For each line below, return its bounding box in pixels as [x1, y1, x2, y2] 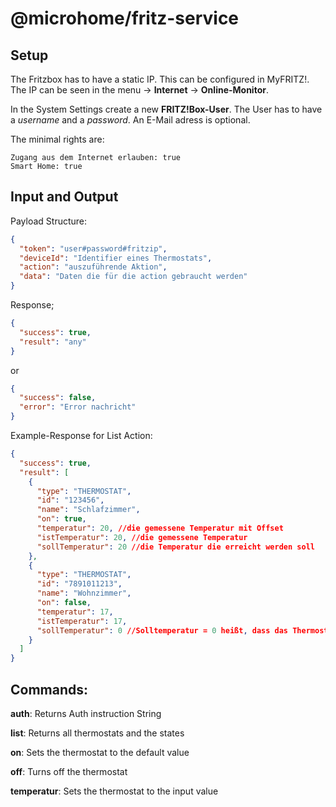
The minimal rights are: [10, 133, 105, 145]
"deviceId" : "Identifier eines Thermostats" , [19, 253, 213, 263]
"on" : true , [36, 514, 87, 524]
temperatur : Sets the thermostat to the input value [10, 785, 219, 797]
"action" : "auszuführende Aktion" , [19, 262, 168, 272]
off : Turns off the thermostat [10, 766, 128, 777]
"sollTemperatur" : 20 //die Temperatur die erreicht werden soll [36, 542, 315, 552]
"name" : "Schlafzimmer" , [36, 505, 141, 515]
